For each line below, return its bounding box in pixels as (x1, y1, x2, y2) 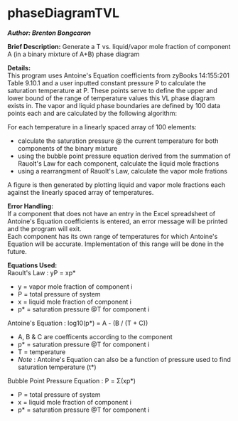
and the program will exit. (7, 224, 82, 233)
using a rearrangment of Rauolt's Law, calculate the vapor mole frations (17, 166, 227, 175)
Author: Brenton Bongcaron (7, 28, 91, 37)
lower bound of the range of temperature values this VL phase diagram (7, 94, 215, 102)
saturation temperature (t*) (17, 363, 97, 371)
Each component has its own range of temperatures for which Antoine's (7, 232, 218, 240)
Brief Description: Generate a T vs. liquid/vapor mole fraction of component (7, 42, 231, 50)
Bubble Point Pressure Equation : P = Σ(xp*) (7, 376, 136, 385)
